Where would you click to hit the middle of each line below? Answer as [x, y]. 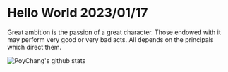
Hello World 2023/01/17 [78, 13]
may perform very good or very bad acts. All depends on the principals [110, 39]
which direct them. [35, 47]
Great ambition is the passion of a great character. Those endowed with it [114, 32]
